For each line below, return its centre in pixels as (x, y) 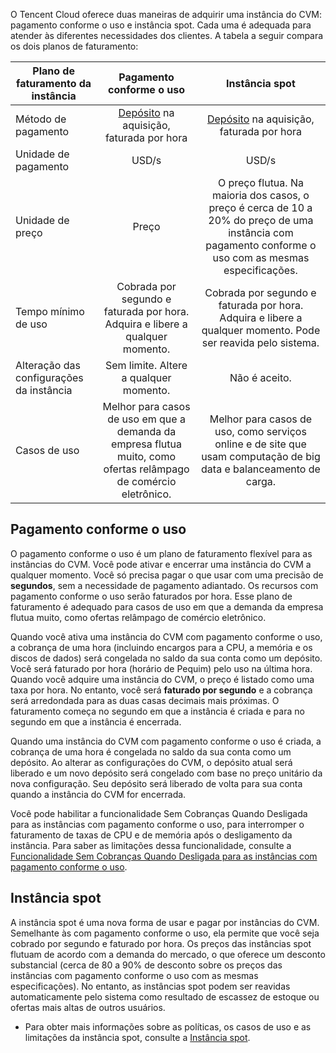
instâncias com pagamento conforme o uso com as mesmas (134, 975)
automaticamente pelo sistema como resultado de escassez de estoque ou (165, 996)
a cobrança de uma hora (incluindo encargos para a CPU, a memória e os (161, 647)
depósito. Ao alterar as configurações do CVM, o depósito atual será (151, 762)
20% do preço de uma (261, 220)
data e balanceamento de (261, 469)
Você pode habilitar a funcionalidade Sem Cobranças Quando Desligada (159, 813)
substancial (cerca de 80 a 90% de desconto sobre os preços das (146, 965)
